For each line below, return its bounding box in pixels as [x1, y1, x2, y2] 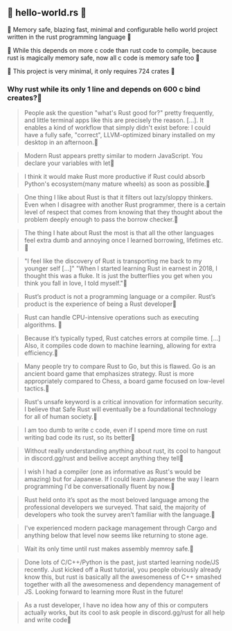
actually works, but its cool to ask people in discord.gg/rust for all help [24, 608, 225, 617]
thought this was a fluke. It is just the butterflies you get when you [24, 272, 213, 280]
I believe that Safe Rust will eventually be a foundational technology [24, 405, 217, 413]
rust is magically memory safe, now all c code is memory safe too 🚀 [7, 53, 200, 62]
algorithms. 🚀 [24, 320, 62, 329]
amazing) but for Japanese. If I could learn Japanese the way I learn [24, 475, 220, 483]
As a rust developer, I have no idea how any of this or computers [24, 601, 209, 610]
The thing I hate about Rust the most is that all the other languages [24, 229, 215, 237]
